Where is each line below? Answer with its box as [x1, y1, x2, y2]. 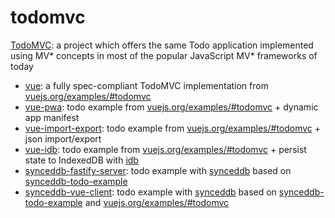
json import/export [24, 132, 102, 145]
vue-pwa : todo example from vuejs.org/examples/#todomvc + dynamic [24, 101, 319, 113]
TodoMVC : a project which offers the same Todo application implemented [10, 39, 314, 51]
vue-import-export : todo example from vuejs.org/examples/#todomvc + [24, 122, 322, 134]
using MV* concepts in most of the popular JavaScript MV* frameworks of [10, 49, 318, 61]
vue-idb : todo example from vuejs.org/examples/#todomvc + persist [24, 143, 307, 155]
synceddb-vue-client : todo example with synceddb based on [24, 186, 277, 198]
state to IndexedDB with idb [24, 154, 139, 166]
